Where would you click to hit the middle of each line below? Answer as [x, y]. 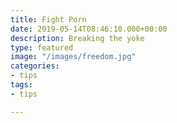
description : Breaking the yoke [77, 38]
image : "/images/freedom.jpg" [73, 57]
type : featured [42, 47]
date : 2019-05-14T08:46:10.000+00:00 [89, 29]
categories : [35, 66]
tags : [21, 85]
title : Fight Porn [48, 19]
